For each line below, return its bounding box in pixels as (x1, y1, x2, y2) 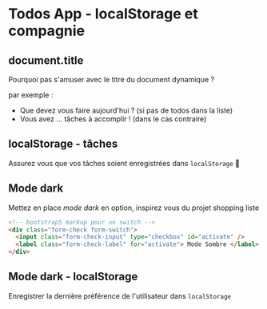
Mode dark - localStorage (8, 270, 138, 283)
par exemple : (8, 90, 54, 100)
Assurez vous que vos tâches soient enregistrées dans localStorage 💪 (8, 158, 240, 168)
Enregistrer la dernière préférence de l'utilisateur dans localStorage (8, 291, 232, 300)
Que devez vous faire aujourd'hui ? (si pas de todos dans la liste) (19, 105, 233, 115)
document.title (8, 53, 84, 67)
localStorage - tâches (8, 137, 118, 151)
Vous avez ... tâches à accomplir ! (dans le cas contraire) (19, 114, 207, 124)
